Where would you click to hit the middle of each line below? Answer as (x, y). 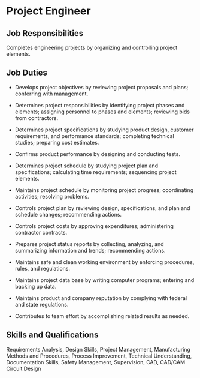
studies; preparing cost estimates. (57, 142)
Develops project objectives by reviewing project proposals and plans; (101, 87)
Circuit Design (24, 368)
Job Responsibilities (45, 33)
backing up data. (36, 286)
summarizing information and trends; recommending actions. (90, 250)
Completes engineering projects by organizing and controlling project (92, 47)
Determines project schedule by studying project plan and (87, 166)
